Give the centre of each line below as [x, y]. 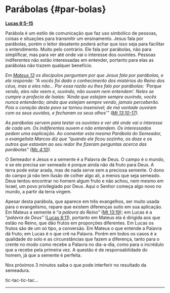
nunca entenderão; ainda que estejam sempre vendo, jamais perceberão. [82, 102]
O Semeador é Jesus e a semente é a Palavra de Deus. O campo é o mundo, [85, 159]
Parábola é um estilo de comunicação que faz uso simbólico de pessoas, [81, 33]
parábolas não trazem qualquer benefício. [49, 65]
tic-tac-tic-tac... [22, 280]
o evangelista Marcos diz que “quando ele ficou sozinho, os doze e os [79, 139]
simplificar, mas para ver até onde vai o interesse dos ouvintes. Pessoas [80, 55]
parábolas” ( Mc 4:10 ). [28, 149]
